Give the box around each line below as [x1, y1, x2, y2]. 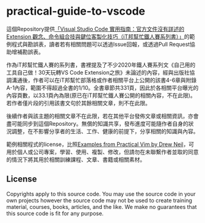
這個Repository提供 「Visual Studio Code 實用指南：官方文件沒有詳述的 [6, 25, 185, 32]
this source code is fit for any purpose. [6, 210, 104, 217]
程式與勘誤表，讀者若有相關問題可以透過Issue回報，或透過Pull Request [11, 40, 190, 48]
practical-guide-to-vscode [6, 4, 145, 18]
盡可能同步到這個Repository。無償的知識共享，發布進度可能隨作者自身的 [6, 120, 189, 127]
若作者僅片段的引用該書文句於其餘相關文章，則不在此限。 [6, 99, 151, 106]
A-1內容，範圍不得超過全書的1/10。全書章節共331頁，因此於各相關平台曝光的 [6, 84, 199, 91]
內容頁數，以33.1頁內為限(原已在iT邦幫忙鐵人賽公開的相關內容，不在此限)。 [6, 92, 196, 99]
